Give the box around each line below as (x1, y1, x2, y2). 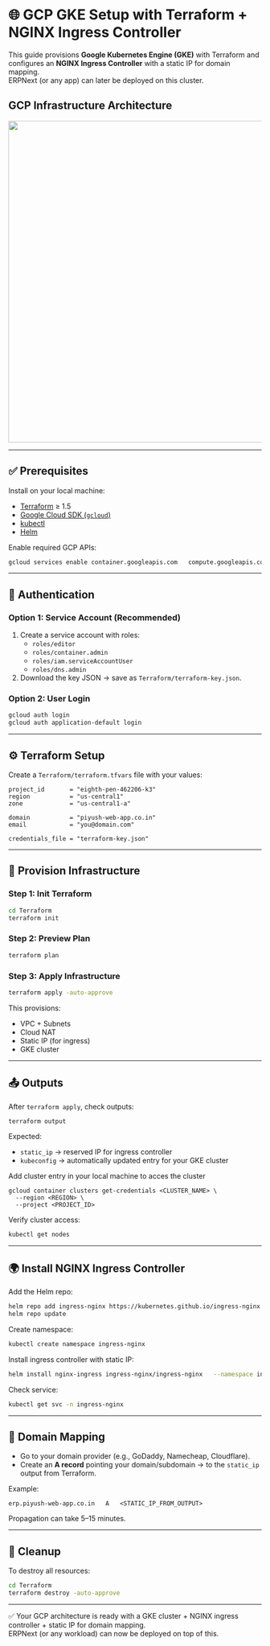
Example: (8, 1484, 39, 1494)
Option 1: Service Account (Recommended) (8, 611, 181, 623)
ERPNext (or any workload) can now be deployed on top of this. (8, 1628, 219, 1638)
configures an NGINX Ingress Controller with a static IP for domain (8, 58, 231, 68)
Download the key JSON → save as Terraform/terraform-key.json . (19, 673, 242, 683)
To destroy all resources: (8, 1566, 91, 1576)
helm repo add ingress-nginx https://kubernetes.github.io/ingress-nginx (8, 1302, 261, 1311)
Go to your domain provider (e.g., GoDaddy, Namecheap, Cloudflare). (19, 1451, 251, 1461)
